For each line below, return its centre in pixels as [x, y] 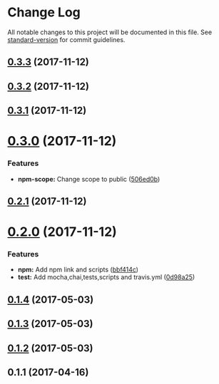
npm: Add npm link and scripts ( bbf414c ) [78, 270]
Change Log [44, 12]
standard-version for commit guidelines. [66, 39]
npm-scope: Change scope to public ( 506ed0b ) [89, 179]
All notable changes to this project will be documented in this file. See [110, 32]
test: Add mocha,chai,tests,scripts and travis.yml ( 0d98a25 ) [106, 277]
